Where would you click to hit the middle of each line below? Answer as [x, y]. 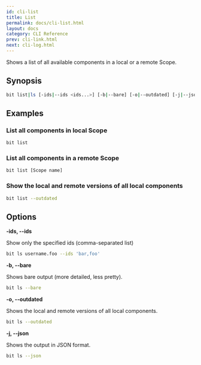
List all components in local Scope [57, 130]
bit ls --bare [24, 288]
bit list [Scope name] [34, 171]
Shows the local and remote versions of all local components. [82, 311]
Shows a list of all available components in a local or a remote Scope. [92, 62]
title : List [21, 17]
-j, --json [17, 333]
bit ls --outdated [29, 322]
